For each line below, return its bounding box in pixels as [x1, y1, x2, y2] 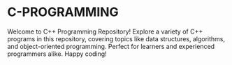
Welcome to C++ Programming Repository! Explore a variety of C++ [7, 27, 203, 36]
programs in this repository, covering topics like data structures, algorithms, [7, 34, 226, 43]
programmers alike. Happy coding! [7, 50, 107, 58]
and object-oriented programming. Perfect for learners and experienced [7, 42, 215, 50]
